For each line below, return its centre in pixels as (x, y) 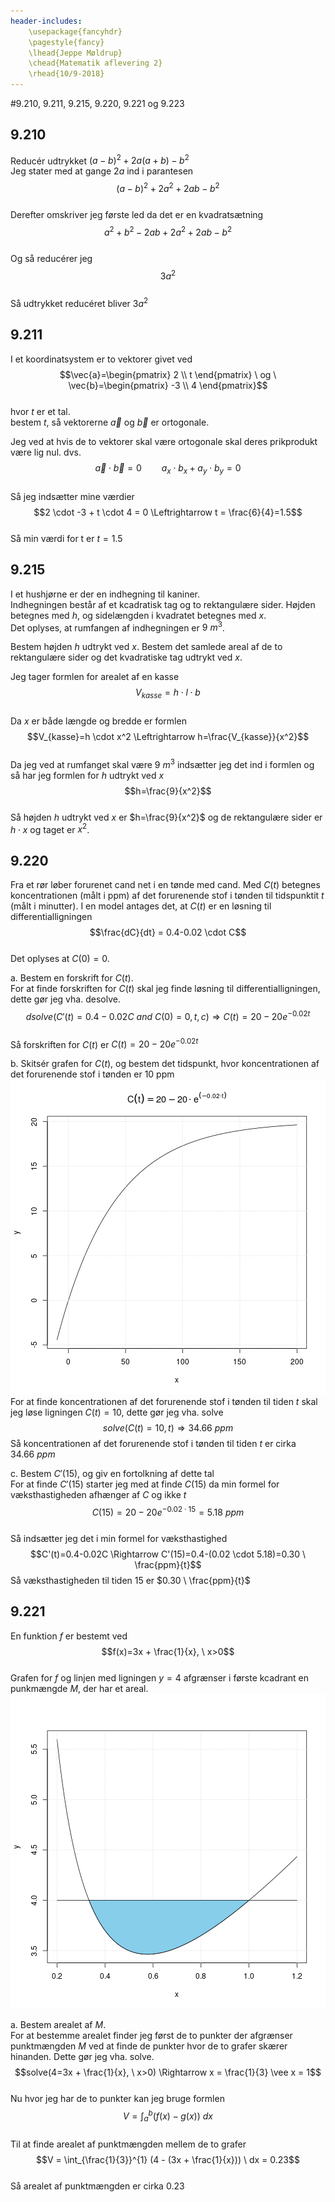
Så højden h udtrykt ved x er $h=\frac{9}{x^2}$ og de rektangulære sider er (166, 817)
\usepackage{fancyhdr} (75, 31)
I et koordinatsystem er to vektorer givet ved (101, 359)
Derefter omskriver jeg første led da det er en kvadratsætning (137, 215)
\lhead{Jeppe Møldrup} (75, 53)
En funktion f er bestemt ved (69, 1636)
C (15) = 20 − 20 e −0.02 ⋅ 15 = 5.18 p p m (168, 1512)
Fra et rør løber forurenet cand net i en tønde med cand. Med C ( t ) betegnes (165, 885)
